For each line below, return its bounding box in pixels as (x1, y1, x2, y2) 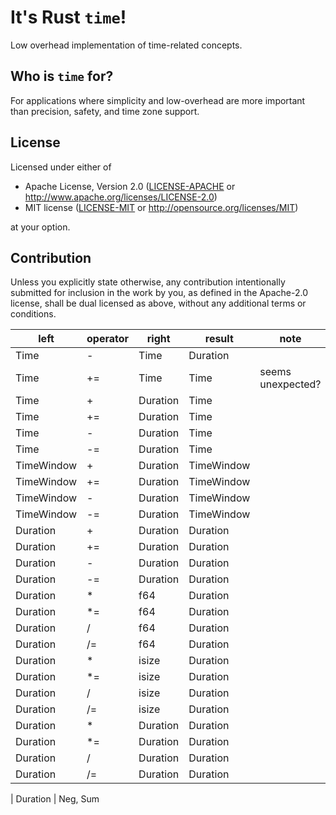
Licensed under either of (10, 161, 112, 173)
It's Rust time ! (10, 6, 127, 29)
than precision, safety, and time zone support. (10, 105, 200, 117)
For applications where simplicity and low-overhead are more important (10, 94, 306, 106)
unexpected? (259, 377, 322, 391)
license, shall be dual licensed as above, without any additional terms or (10, 297, 307, 310)
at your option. (10, 221, 71, 233)
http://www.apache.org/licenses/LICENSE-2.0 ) (24, 191, 218, 203)
